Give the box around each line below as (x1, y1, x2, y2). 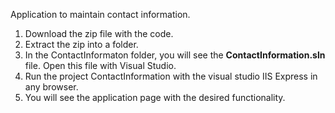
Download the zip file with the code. (24, 28, 174, 39)
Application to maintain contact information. (10, 9, 191, 20)
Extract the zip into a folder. (24, 39, 139, 50)
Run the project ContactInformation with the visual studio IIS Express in (24, 70, 318, 82)
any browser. (24, 81, 79, 93)
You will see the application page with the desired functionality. (24, 92, 286, 103)
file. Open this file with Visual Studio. (24, 60, 177, 71)
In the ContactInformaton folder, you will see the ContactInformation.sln (24, 49, 326, 61)
